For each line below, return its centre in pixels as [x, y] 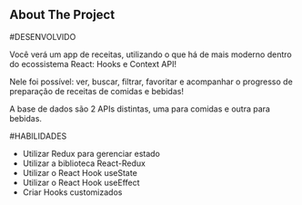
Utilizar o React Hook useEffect [81, 182]
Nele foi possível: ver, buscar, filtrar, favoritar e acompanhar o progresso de [151, 82]
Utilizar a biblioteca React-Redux [84, 163]
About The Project [62, 15]
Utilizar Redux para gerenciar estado [91, 153]
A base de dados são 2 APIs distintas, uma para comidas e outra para [140, 109]
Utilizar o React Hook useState [80, 172]
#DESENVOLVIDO [43, 36]
